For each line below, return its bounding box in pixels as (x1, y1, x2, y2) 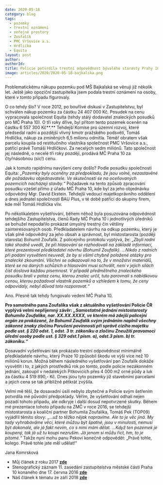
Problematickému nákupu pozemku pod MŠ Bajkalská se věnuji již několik (5, 84, 152, 90)
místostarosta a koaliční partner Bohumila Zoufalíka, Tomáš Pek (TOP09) (5, 409, 150, 415)
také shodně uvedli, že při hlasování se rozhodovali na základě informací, (5, 242, 153, 248)
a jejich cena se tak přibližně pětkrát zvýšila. (5, 379, 94, 385)
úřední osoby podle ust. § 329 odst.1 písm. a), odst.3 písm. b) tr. (5, 333, 136, 339)
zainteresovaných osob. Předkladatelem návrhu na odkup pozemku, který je (5, 226, 157, 232)
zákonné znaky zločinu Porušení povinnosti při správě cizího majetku (5, 323, 149, 329)
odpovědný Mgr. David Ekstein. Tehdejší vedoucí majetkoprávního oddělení (5, 191, 155, 196)
